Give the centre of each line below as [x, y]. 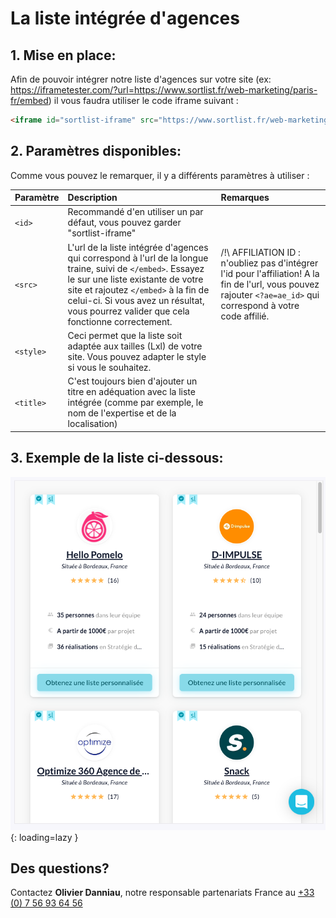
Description [92, 198]
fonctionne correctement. [120, 321]
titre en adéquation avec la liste [131, 392]
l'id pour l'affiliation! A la [270, 274]
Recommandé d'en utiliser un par [135, 212]
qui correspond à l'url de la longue [138, 258]
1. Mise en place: [63, 55]
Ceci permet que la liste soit [125, 335]
